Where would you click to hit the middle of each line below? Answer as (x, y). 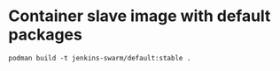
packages (46, 35)
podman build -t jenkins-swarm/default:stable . (100, 58)
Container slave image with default (140, 16)
